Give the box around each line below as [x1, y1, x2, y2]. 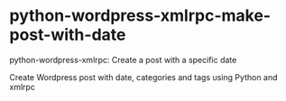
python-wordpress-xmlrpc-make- [9, 5, 272, 26]
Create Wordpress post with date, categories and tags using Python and [9, 71, 278, 82]
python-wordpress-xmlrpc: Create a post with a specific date [9, 54, 237, 65]
